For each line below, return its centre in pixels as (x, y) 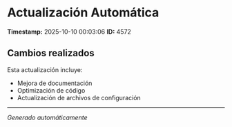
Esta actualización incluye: (45, 69)
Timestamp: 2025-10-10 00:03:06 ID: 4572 (69, 32)
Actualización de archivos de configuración (79, 97)
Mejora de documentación (55, 83)
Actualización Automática (83, 13)
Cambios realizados (51, 53)
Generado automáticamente (47, 117)
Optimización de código (51, 90)
